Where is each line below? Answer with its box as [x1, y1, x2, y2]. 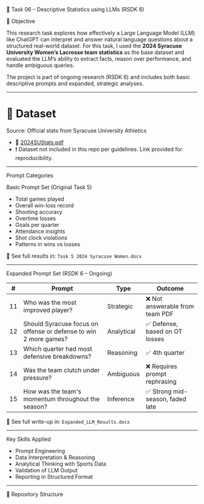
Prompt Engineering [15, 447, 66, 454]
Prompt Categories [6, 171, 53, 179]
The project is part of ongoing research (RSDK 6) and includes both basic [6, 74, 190, 80]
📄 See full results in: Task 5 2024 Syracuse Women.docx [6, 252, 142, 260]
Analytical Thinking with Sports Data [15, 460, 106, 468]
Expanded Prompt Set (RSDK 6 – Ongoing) [6, 269, 112, 277]
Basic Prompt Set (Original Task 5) [6, 183, 92, 191]
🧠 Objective [6, 18, 35, 24]
